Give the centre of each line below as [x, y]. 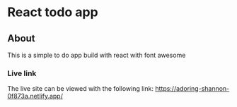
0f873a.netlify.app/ [35, 96]
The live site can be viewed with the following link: [81, 89]
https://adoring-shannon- [192, 89]
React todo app [53, 12]
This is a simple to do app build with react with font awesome [97, 55]
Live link [22, 73]
